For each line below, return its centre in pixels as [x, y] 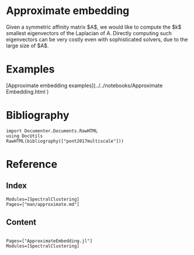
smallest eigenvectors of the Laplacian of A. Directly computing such [89, 33]
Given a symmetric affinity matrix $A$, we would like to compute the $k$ [94, 27]
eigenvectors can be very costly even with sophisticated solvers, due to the [97, 39]
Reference [32, 164]
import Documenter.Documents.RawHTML [52, 131]
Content [21, 223]
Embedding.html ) [27, 91]
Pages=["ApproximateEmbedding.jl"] [49, 241]
